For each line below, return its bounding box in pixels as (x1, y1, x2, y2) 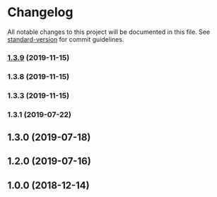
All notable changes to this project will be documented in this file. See (7, 28, 211, 36)
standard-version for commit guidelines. (7, 35, 124, 43)
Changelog (7, 4, 74, 20)
